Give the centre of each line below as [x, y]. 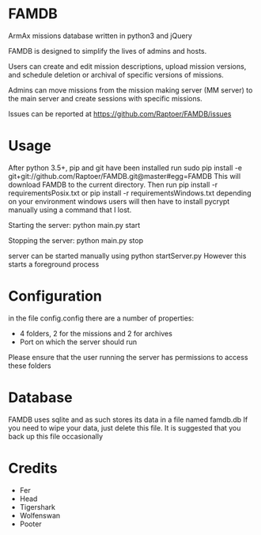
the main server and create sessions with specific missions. [106, 98]
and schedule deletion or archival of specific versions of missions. [116, 74]
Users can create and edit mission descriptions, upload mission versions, [127, 66]
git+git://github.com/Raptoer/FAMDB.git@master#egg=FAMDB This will [125, 176]
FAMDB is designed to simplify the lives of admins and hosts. [108, 51]
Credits [33, 468]
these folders [30, 366]
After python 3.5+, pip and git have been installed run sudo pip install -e [125, 168]
